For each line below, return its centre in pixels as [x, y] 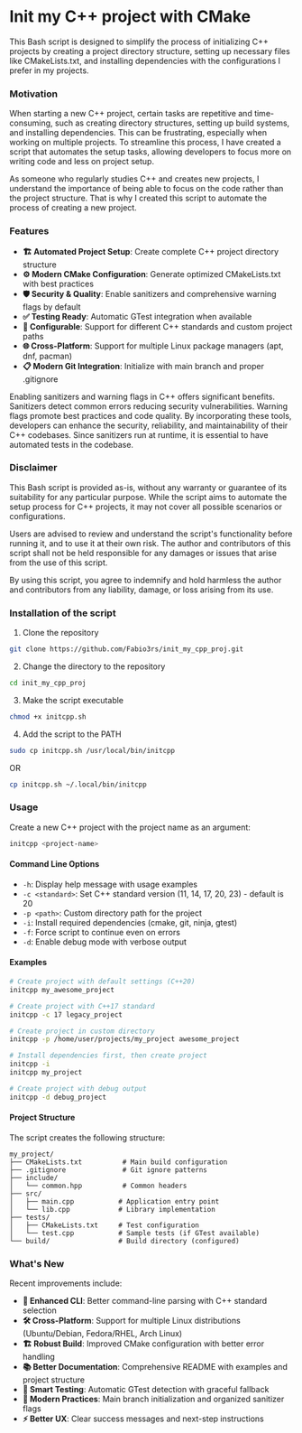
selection [39, 1310]
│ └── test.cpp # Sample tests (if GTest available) [134, 1233]
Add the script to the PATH [72, 734]
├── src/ [26, 1194]
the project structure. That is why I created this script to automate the [138, 198]
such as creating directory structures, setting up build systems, [172, 123]
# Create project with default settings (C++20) [102, 982]
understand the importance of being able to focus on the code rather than [146, 189]
